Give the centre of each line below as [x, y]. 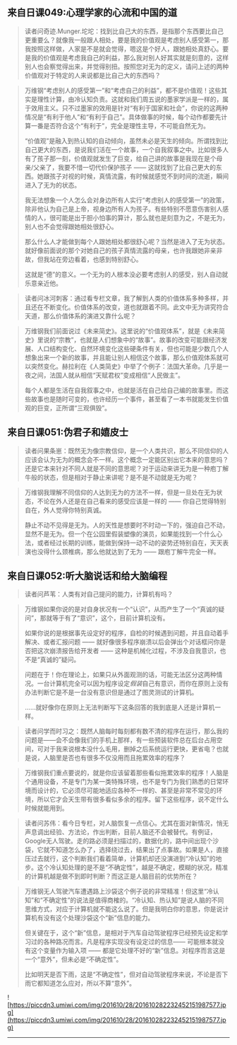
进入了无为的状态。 [53, 185]
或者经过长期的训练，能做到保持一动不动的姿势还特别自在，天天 [130, 543]
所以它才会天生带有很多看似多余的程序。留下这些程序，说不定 [127, 799]
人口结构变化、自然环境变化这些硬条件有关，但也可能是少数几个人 [133, 348]
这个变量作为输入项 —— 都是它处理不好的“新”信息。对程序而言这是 [128, 951]
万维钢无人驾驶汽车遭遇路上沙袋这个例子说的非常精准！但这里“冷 [119, 891]
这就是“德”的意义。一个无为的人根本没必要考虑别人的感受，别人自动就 [126, 274]
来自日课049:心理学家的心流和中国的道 [92, 13]
